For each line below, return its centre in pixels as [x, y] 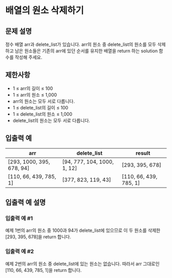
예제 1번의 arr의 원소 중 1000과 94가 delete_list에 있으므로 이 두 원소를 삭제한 [83, 230]
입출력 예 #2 [20, 251]
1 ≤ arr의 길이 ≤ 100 [33, 88]
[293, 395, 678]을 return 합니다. [38, 237]
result [143, 153]
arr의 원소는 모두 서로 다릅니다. [44, 101]
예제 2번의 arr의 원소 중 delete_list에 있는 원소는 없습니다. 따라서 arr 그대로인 [82, 264]
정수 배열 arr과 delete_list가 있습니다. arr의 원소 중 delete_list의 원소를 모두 [81, 44]
